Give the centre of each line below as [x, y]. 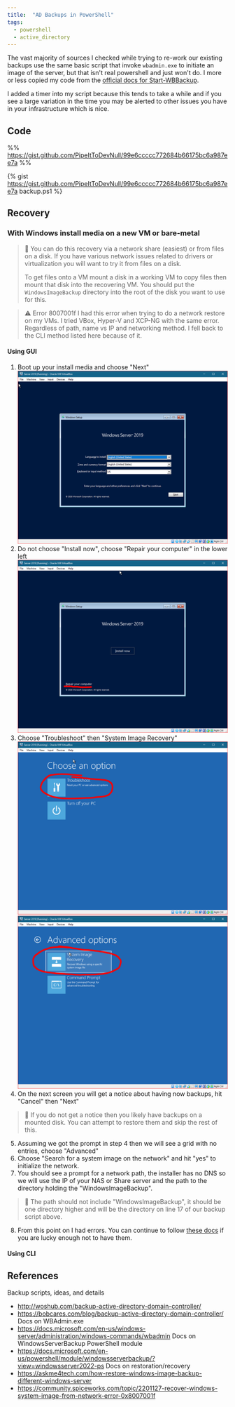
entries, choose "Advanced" [58, 1151]
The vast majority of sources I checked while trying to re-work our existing [115, 58]
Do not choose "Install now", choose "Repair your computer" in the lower [122, 548]
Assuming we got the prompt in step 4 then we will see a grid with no [117, 1143]
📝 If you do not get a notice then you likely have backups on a [113, 1115]
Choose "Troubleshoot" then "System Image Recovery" [97, 738]
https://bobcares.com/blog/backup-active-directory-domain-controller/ [120, 1314]
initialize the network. [48, 1165]
